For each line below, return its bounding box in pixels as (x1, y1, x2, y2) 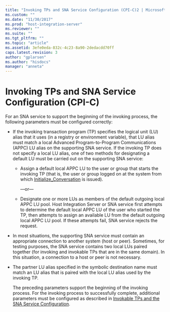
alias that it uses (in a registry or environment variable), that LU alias (12, 134, 155, 140)
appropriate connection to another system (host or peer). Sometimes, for (12, 238, 165, 244)
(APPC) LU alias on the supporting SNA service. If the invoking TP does (12, 145, 162, 151)
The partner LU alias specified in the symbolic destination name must (12, 264, 157, 270)
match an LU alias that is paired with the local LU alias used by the (12, 269, 151, 275)
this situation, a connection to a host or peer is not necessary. (12, 254, 142, 260)
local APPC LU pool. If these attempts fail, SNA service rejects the (20, 218, 158, 224)
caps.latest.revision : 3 (5, 50, 58, 55)
